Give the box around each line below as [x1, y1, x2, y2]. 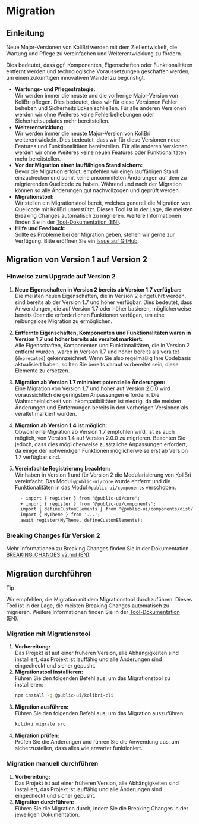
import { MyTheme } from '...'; [20, 512, 100, 518]
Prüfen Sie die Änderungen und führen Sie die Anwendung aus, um [14, 738, 179, 745]
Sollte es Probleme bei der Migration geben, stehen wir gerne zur [14, 231, 175, 238]
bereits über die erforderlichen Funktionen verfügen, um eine [14, 311, 165, 318]
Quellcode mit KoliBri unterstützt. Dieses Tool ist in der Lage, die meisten [14, 206, 193, 212]
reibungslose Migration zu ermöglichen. [14, 317, 113, 325]
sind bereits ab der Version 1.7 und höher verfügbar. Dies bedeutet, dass [14, 299, 192, 306]
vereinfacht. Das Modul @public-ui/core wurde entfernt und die [14, 477, 171, 484]
